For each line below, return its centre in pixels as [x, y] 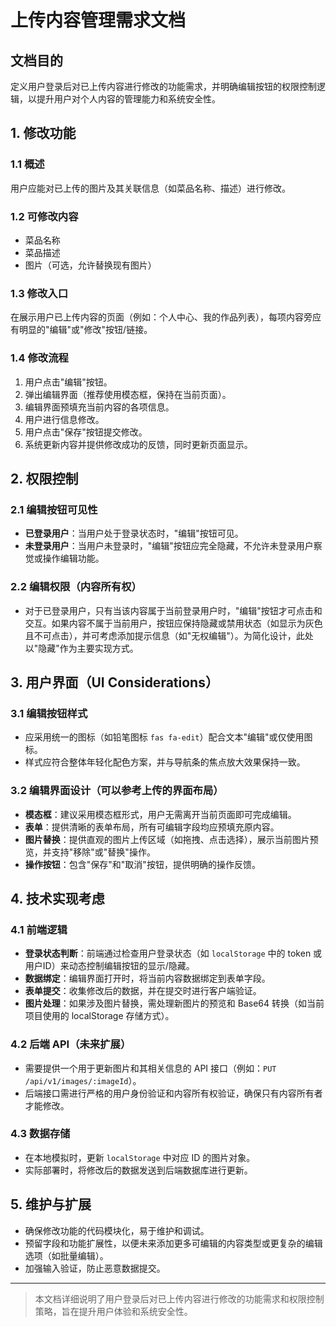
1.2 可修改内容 [44, 216]
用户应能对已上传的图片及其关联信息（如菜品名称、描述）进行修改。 [150, 188]
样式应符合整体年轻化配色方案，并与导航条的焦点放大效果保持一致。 [165, 762]
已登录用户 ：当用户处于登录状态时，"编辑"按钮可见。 [134, 533]
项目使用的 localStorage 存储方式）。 [99, 1016]
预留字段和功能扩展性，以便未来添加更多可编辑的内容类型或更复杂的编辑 [173, 1243]
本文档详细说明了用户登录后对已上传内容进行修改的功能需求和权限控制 [179, 1298]
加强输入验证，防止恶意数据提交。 [95, 1268]
